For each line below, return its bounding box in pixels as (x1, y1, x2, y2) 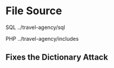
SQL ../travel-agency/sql (5, 24, 65, 31)
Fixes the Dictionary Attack (5, 52, 108, 63)
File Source (5, 4, 62, 18)
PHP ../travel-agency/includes (5, 35, 79, 42)
